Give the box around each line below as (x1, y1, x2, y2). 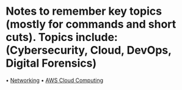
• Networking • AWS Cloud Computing (5, 77, 104, 84)
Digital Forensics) (5, 56, 97, 70)
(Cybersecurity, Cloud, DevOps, (5, 43, 172, 58)
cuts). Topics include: (5, 31, 118, 44)
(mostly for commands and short (5, 17, 177, 31)
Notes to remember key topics (5, 4, 162, 18)
